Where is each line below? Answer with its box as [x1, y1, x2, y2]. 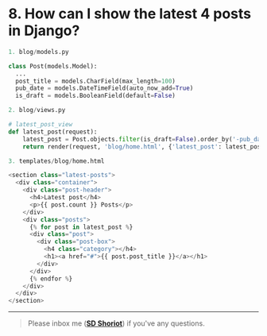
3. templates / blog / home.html [8, 156, 105, 165]
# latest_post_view [8, 121, 73, 129]
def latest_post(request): [8, 128, 98, 136]
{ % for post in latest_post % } [29, 223, 133, 231]
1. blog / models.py [8, 48, 69, 56]
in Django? [8, 21, 80, 40]
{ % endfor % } [29, 275, 73, 283]
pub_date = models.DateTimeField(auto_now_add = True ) [15, 84, 194, 92]
